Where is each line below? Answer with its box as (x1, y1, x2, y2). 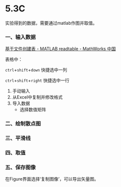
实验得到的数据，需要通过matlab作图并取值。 (5, 20, 98, 26)
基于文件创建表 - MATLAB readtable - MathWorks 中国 (5, 46, 116, 52)
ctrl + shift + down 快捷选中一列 (5, 67, 67, 73)
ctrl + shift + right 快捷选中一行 (5, 77, 69, 83)
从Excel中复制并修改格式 (12, 94, 63, 100)
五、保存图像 (5, 164, 36, 171)
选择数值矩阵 (19, 107, 46, 113)
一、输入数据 (5, 33, 36, 40)
